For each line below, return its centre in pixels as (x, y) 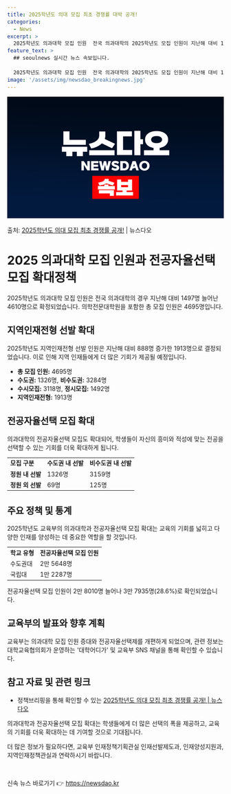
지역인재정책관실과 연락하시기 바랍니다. (59, 755)
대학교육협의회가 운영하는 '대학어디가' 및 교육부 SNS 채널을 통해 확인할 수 (106, 650)
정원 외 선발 (25, 485)
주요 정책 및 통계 (40, 510)
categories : (24, 22)
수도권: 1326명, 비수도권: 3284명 (62, 380)
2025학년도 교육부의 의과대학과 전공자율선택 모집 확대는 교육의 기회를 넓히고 (110, 529)
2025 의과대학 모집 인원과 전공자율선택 (111, 261)
